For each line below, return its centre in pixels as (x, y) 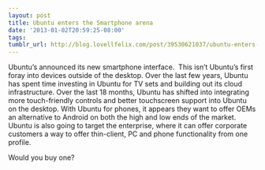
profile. (20, 142)
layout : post (30, 15)
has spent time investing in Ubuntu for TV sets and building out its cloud (125, 84)
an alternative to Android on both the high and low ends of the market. (122, 117)
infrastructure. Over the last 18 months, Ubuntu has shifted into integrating (129, 92)
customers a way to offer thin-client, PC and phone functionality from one (128, 134)
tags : (17, 37)
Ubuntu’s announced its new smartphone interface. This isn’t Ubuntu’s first (131, 67)
